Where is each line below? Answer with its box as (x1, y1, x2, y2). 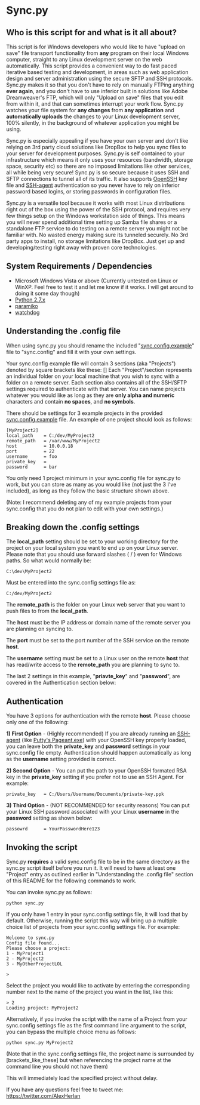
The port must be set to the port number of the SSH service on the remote (6, 637, 189, 644)
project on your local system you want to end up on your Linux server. (6, 544, 179, 552)
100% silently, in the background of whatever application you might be (6, 119, 180, 126)
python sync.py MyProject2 (6, 1040, 73, 1046)
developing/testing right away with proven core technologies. (6, 244, 157, 251)
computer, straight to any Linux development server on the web (6, 56, 162, 63)
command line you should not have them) (6, 1063, 109, 1070)
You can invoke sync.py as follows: (6, 889, 93, 896)
